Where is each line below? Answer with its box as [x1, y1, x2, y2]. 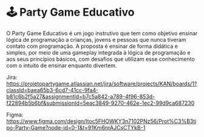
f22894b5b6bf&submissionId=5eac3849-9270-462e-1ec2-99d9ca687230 [6, 99, 195, 107]
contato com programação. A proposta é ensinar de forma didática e [6, 42, 178, 50]
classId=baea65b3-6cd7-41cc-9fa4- [6, 86, 99, 93]
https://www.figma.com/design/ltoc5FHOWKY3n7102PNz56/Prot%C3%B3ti [6, 117, 197, 125]
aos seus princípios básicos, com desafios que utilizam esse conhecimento [6, 55, 195, 62]
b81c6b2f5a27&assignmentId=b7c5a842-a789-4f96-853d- [6, 93, 155, 100]
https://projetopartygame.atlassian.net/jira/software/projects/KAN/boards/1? [6, 80, 197, 87]
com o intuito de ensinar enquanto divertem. [6, 62, 117, 69]
